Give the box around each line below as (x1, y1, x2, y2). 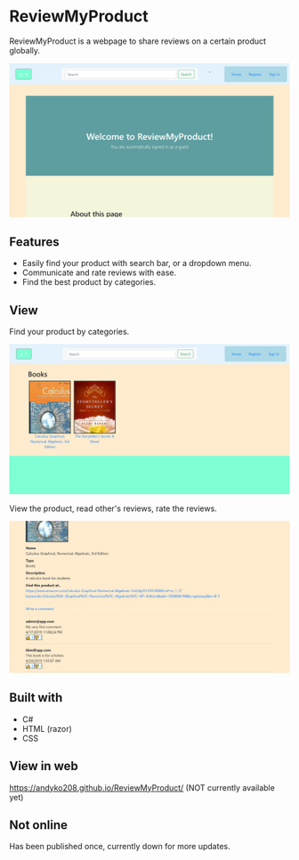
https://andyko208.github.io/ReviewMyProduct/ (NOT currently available (9, 782, 276, 793)
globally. (9, 45, 41, 55)
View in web (9, 759, 78, 774)
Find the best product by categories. (21, 277, 157, 288)
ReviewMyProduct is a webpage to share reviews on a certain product (9, 36, 267, 46)
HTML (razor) (21, 723, 73, 734)
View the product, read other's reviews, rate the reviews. (9, 503, 218, 514)
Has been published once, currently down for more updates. (9, 841, 230, 852)
